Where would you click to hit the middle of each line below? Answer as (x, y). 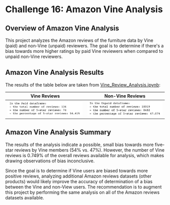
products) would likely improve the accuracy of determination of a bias (79, 181)
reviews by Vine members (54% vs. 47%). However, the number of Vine (90, 150)
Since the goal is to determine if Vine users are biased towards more (77, 170)
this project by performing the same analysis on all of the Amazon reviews (82, 192)
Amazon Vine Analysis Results (55, 72)
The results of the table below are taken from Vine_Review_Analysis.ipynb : (83, 84)
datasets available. (25, 197)
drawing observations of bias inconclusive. (50, 161)
